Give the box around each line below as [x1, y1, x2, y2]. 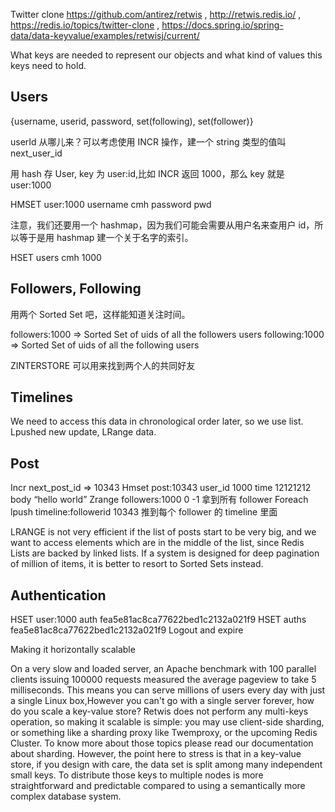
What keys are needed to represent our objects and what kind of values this [10, 49, 323, 61]
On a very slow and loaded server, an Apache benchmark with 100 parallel [10, 663, 317, 675]
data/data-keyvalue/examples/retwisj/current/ [10, 30, 200, 41]
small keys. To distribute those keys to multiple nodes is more [10, 769, 264, 781]
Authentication [10, 587, 107, 604]
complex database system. [10, 790, 122, 803]
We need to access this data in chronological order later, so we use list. [10, 415, 304, 428]
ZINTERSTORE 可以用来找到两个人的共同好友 [10, 359, 196, 371]
